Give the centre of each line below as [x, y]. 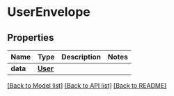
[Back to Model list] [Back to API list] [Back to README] [87, 86]
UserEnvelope [49, 12]
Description [81, 57]
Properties [31, 38]
